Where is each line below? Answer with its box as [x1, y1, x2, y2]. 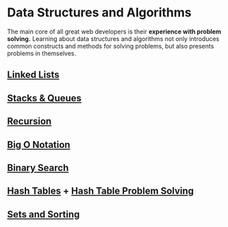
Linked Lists [7, 69, 60, 81]
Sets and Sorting [7, 209, 80, 220]
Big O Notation [7, 139, 71, 150]
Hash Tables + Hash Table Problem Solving [7, 185, 194, 197]
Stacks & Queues [7, 92, 82, 104]
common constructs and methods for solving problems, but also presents [7, 42, 214, 50]
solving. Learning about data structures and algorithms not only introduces [7, 34, 220, 42]
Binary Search [7, 162, 69, 174]
